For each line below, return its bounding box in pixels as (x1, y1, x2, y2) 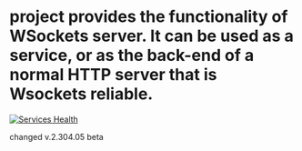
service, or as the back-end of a (9, 45, 255, 65)
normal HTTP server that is (9, 65, 217, 86)
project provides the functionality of (9, 6, 288, 27)
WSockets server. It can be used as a (9, 25, 294, 46)
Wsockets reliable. (9, 84, 154, 105)
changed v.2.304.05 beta (9, 131, 105, 142)
